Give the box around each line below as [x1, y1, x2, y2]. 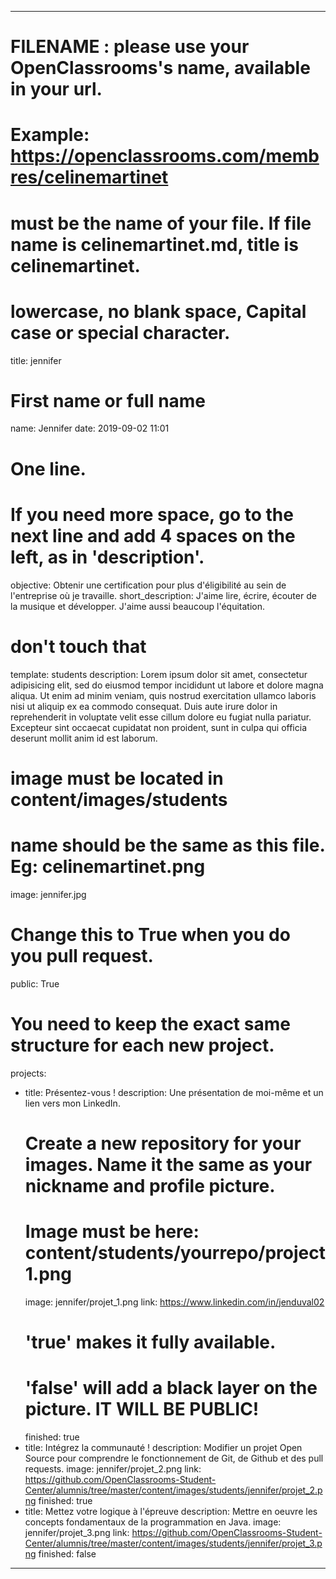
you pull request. [10, 944, 154, 967]
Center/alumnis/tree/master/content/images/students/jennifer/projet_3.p [24, 1537, 323, 1549]
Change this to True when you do [10, 923, 291, 946]
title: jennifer [10, 354, 62, 366]
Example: [10, 124, 90, 146]
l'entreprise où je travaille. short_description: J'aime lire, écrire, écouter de [10, 589, 317, 601]
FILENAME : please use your [10, 36, 250, 58]
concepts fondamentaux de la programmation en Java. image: [24, 1516, 282, 1528]
